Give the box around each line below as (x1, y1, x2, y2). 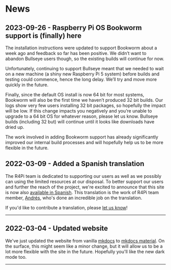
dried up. (5, 124, 24, 130)
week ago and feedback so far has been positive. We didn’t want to (5, 50, 147, 56)
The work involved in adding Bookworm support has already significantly (5, 134, 159, 140)
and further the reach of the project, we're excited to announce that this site (5, 184, 164, 190)
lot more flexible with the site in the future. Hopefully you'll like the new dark (5, 248, 165, 255)
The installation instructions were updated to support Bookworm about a (5, 45, 157, 51)
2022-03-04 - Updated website (5, 224, 108, 233)
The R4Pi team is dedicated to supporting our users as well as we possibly (5, 173, 162, 179)
